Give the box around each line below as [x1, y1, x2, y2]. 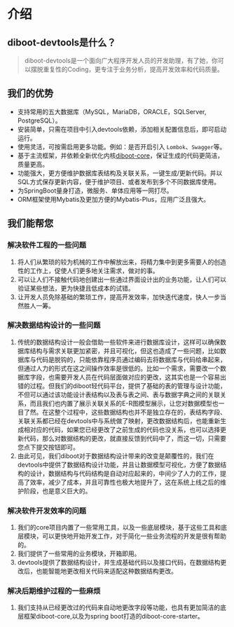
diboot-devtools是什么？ [7, 36, 117, 48]
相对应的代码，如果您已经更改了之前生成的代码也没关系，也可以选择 [23, 425, 221, 434]
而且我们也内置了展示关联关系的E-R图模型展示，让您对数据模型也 [29, 399, 219, 407]
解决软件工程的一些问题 [7, 240, 86, 250]
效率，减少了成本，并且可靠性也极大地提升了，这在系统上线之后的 [29, 478, 221, 486]
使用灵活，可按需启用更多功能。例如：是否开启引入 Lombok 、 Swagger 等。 [17, 142, 226, 151]
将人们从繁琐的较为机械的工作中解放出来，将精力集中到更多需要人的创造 [17, 257, 226, 266]
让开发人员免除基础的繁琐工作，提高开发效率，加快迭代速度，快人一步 [17, 292, 221, 301]
